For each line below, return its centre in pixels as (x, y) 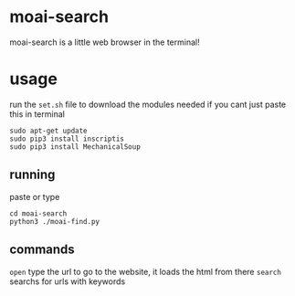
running (32, 175)
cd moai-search (38, 213)
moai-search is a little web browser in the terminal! (105, 42)
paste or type (35, 196)
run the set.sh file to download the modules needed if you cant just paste (148, 104)
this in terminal (37, 114)
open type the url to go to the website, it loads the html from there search (145, 271)
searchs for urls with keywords (68, 281)
